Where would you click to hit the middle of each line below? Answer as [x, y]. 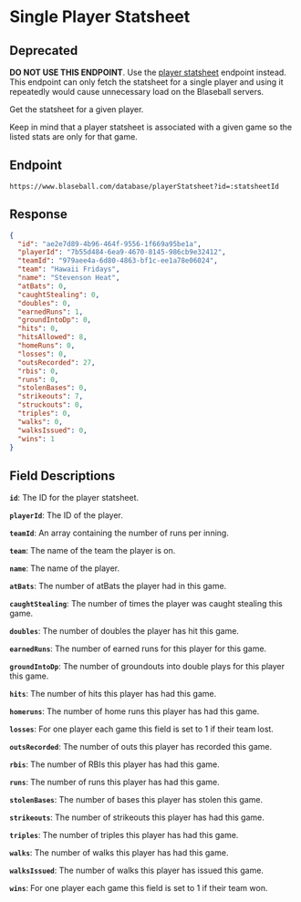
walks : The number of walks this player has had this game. [119, 853]
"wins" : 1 [36, 439]
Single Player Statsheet [100, 17]
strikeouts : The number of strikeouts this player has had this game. [137, 817]
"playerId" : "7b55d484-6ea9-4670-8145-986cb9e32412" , [122, 253]
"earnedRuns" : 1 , [51, 312]
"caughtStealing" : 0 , [59, 295]
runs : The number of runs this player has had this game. [115, 783]
